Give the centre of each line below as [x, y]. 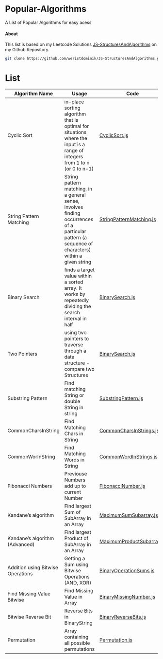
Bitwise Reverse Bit [29, 617]
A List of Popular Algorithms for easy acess [48, 22]
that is [71, 120]
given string [78, 262]
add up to [75, 486]
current [73, 492]
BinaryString [79, 623]
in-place [74, 102]
